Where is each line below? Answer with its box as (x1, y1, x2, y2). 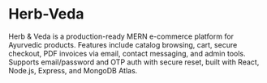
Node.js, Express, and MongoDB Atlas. (8, 65, 138, 75)
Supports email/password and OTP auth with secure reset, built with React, (8, 57, 260, 67)
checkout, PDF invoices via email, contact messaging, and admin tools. (8, 48, 246, 58)
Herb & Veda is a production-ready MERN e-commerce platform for (8, 31, 234, 41)
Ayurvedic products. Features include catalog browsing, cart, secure (8, 39, 238, 49)
